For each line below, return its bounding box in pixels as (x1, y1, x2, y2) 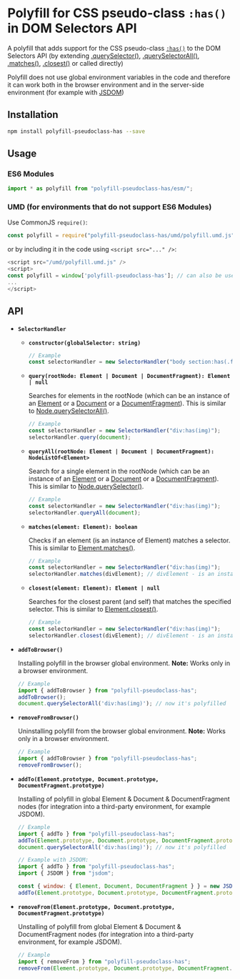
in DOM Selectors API (7, 20, 137, 36)
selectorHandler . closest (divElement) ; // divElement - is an (28, 632, 214, 639)
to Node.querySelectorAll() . (28, 407, 109, 415)
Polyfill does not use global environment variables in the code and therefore (7, 73, 231, 81)
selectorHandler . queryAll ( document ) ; (28, 509, 141, 516)
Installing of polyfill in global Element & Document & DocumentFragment (17, 795, 230, 803)
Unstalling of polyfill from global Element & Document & (17, 922, 181, 930)
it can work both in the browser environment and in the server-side (7, 80, 205, 89)
